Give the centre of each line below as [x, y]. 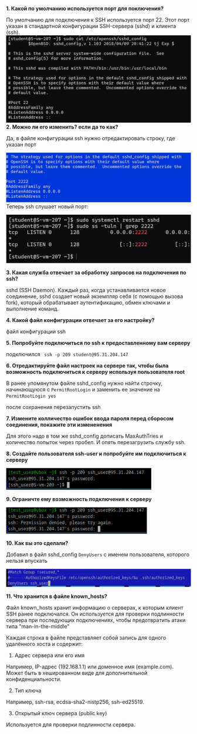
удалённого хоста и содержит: [45, 644]
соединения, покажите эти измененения [59, 425]
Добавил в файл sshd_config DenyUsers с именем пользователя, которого [98, 554]
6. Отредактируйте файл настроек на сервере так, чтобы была [87, 366]
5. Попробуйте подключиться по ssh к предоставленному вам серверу [98, 343]
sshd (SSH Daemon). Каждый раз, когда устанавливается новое [86, 290]
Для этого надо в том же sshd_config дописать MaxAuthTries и [84, 436]
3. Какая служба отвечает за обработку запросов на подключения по [96, 273]
